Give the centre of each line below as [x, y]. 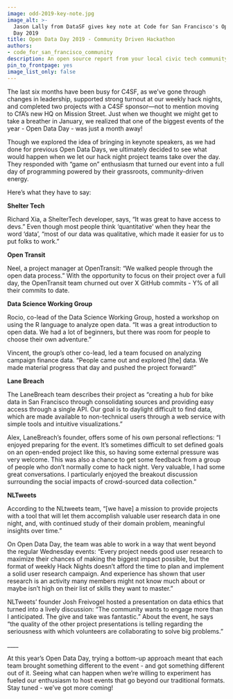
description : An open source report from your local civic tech [102, 59]
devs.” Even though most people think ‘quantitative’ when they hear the [109, 226]
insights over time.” [35, 530]
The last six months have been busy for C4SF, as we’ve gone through [106, 92]
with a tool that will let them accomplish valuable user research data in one [114, 516]
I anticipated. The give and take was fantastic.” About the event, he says [110, 616]
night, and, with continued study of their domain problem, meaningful [106, 523]
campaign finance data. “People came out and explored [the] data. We [108, 360]
